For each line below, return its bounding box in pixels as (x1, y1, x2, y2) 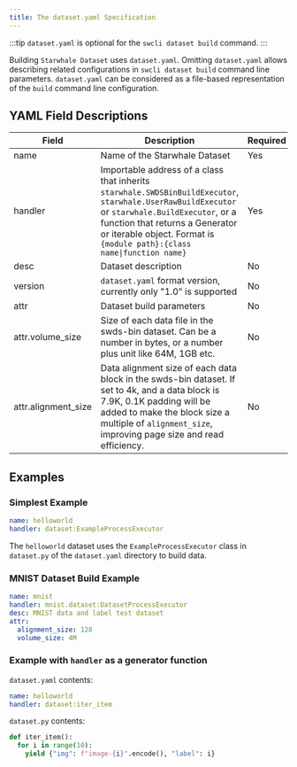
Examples (9, 469, 65, 484)
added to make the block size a (100, 407, 230, 419)
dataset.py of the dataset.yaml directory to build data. (9, 550, 208, 561)
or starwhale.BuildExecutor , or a (100, 205, 237, 218)
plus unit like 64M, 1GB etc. (100, 347, 216, 360)
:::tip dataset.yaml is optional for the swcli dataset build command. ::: (9, 37, 268, 48)
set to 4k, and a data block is (100, 384, 220, 397)
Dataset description (100, 260, 183, 273)
